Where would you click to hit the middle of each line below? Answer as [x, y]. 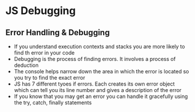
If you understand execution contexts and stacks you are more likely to [99, 46]
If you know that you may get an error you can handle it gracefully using [101, 96]
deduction [26, 65]
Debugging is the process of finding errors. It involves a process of [95, 59]
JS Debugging [41, 11]
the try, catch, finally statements [53, 103]
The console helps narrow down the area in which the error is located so [101, 71]
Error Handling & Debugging [58, 33]
